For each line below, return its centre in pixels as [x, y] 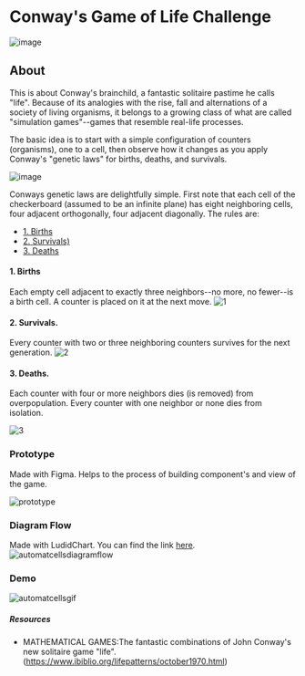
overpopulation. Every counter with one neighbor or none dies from [136, 403]
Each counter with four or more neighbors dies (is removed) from [132, 393]
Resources [30, 619]
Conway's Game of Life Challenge [140, 17]
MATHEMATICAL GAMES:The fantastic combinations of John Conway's [157, 642]
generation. [31, 352]
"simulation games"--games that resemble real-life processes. [127, 121]
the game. [28, 484]
